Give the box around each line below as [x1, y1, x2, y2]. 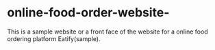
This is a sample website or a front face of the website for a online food [7, 27, 208, 36]
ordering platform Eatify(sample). [7, 34, 101, 42]
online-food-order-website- [7, 5, 170, 21]
